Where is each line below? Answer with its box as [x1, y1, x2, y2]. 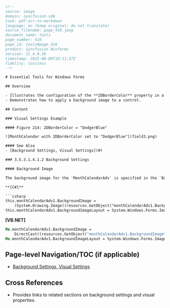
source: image [5, 9, 35, 14]
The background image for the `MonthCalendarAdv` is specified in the [5, 175, 157, 180]
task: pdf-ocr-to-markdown [5, 18, 62, 23]
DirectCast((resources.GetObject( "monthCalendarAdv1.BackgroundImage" [14, 232, 166, 237]
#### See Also [5, 143, 35, 148]
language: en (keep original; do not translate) [5, 23, 110, 28]
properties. [12, 297, 36, 303]
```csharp [5, 194, 26, 199]
